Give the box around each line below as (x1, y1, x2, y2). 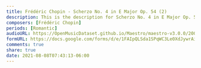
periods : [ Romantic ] (6, 25, 58, 31)
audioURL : (6, 31, 31, 37)
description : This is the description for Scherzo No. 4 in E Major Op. (6, 14, 191, 20)
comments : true (6, 42, 44, 48)
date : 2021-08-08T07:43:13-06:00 (6, 53, 90, 59)
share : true (6, 47, 36, 53)
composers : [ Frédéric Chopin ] (6, 20, 82, 25)
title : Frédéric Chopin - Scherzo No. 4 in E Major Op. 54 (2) (6, 8, 167, 15)
